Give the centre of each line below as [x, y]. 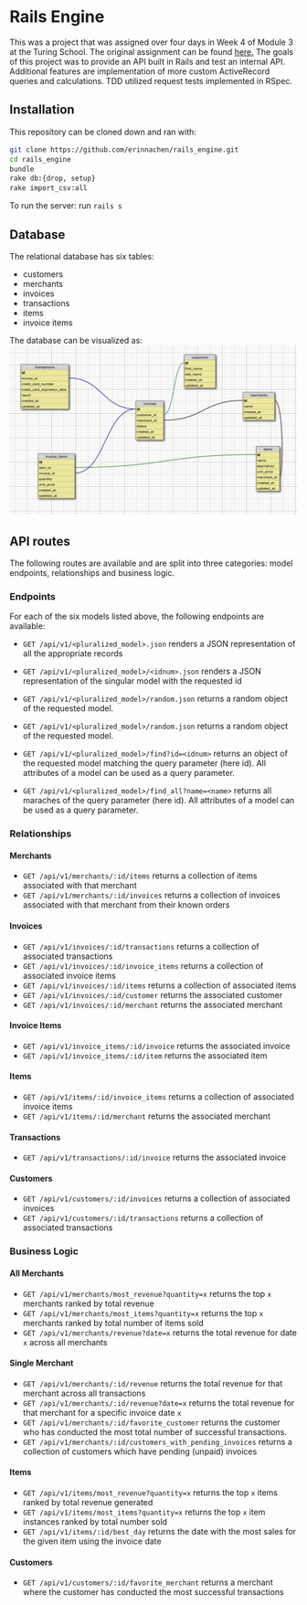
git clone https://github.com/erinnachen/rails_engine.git [124, 149]
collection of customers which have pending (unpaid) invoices [140, 1451]
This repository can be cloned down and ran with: [103, 132]
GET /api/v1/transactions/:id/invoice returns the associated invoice [154, 1157]
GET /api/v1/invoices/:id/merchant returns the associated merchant [153, 1004]
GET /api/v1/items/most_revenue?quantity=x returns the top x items [150, 1493]
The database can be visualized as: [76, 340]
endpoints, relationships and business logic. [92, 573]
